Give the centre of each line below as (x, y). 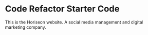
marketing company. (26, 27)
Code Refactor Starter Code (62, 9)
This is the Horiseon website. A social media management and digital (74, 22)
